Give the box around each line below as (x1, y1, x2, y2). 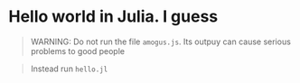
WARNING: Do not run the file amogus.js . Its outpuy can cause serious (30, 36, 291, 47)
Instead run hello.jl (30, 63, 108, 74)
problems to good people (30, 45, 126, 56)
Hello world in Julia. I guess (8, 6, 219, 27)
